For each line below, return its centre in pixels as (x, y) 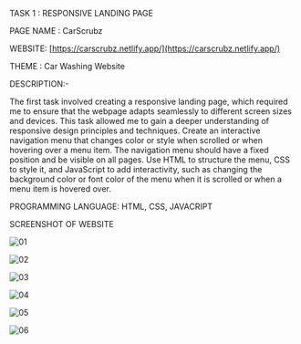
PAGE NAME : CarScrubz (56, 31)
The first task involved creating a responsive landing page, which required (149, 101)
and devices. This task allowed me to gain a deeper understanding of (139, 121)
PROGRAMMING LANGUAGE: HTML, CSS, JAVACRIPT (111, 206)
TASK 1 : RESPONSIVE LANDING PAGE (81, 13)
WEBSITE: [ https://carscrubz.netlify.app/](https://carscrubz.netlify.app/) (145, 48)
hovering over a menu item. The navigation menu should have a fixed (139, 150)
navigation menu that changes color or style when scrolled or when (136, 140)
